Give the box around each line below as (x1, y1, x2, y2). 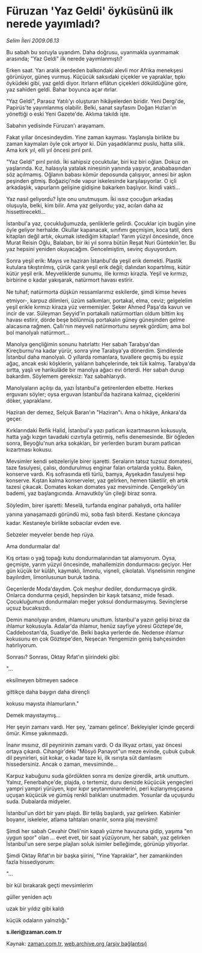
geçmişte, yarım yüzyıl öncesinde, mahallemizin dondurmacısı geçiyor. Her (6, 560, 192, 568)
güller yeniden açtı (6, 893, 52, 901)
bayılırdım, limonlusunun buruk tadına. (6, 573, 101, 580)
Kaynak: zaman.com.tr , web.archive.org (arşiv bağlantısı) (6, 940, 147, 947)
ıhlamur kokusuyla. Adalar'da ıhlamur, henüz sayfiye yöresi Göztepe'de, (6, 622, 183, 630)
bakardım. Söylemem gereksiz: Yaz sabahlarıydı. (6, 372, 126, 380)
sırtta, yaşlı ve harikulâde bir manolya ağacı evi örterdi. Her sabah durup (6, 366, 185, 373)
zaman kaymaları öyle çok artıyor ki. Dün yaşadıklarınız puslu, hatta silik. (6, 140, 185, 147)
